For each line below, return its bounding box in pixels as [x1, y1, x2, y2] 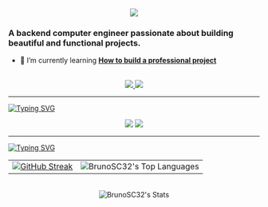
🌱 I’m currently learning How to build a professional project [19, 56, 217, 66]
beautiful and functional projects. [8, 38, 141, 49]
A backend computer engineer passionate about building [8, 28, 234, 39]
